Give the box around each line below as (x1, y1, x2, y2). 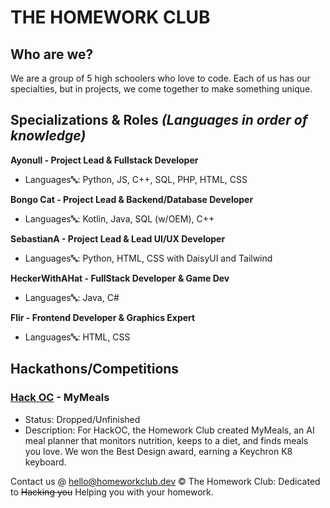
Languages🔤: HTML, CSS (24, 331, 131, 343)
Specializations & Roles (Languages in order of (10, 112, 308, 129)
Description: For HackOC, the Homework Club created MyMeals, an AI (24, 424, 315, 436)
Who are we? (10, 46, 94, 63)
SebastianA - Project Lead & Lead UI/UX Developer (10, 232, 226, 245)
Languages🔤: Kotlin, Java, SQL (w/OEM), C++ (24, 212, 215, 225)
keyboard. (24, 456, 67, 468)
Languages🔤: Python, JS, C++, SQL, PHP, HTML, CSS (24, 173, 248, 185)
